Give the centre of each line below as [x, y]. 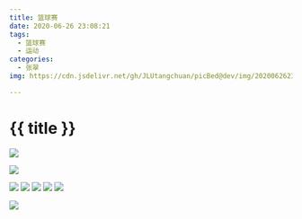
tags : [19, 34]
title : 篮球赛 [34, 18]
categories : [31, 59]
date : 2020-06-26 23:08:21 [60, 26]
